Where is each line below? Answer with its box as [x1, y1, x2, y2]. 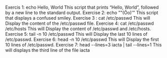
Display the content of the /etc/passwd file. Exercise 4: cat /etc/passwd [5, 20, 154, 26]
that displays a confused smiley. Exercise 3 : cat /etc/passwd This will [5, 15, 150, 21]
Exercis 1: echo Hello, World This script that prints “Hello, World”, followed [5, 5, 159, 10]
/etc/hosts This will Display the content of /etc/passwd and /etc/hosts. [5, 26, 151, 32]
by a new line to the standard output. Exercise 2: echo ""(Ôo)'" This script [5, 10, 158, 16]
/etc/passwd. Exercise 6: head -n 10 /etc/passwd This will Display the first [5, 36, 159, 42]
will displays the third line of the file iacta [5, 47, 90, 53]
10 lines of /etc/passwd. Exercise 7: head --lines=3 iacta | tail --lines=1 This [5, 42, 162, 47]
